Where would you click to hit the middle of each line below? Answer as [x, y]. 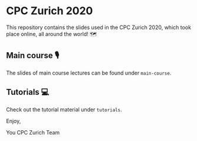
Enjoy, [14, 121]
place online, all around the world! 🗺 [52, 34]
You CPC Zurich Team [33, 132]
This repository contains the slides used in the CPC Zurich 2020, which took [99, 27]
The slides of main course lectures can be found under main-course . [89, 73]
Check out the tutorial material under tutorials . [64, 109]
